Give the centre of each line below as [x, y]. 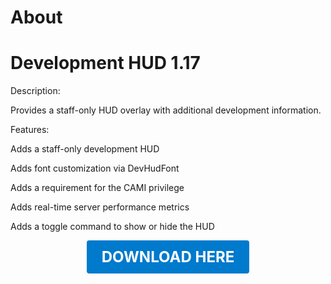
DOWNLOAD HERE [168, 257]
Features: [30, 130]
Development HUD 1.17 [105, 63]
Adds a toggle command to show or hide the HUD [112, 227]
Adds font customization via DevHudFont [95, 168]
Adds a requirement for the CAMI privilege [97, 188]
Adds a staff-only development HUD [85, 149]
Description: [35, 91]
